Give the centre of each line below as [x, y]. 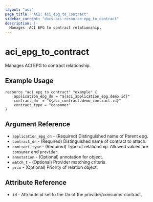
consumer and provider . [35, 152]
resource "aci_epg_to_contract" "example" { [51, 92]
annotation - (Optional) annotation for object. [58, 157]
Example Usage [29, 81]
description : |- [22, 23]
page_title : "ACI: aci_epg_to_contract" [47, 14]
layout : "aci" [20, 10]
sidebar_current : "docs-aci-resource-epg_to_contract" [62, 19]
